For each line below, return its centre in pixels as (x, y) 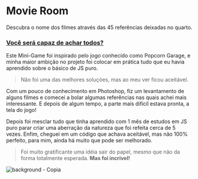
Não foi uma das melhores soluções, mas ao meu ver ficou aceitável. (104, 80)
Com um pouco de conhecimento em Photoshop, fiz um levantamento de (95, 91)
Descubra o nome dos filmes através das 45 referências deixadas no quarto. (99, 27)
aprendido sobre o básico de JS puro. (52, 68)
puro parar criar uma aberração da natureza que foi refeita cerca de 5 (91, 128)
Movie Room (38, 11)
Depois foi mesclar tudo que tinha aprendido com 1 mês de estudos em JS (97, 122)
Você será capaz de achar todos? (55, 43)
